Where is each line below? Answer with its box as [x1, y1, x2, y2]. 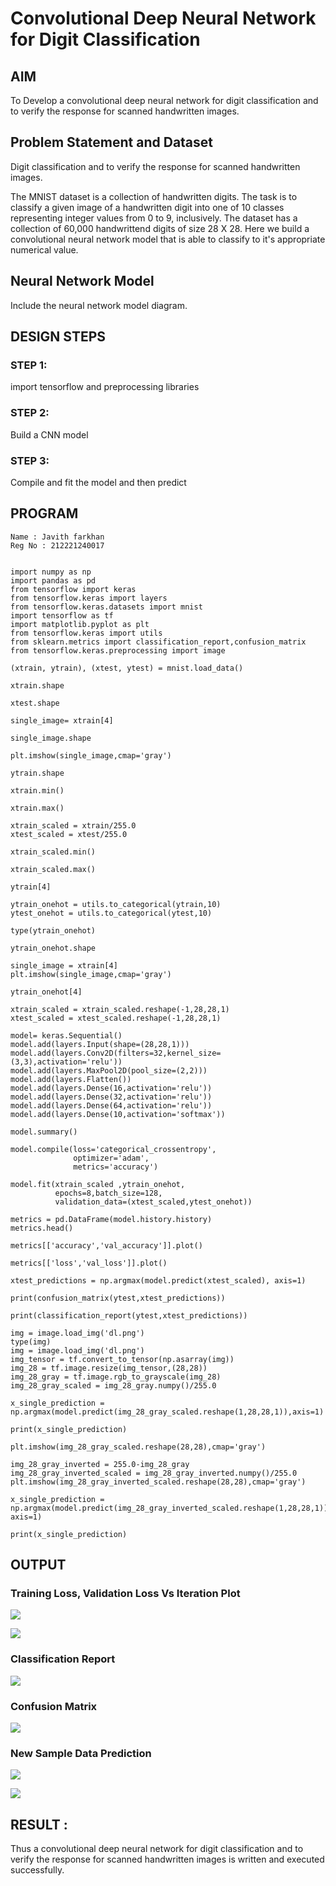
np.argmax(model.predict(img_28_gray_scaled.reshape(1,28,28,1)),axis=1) [10, 1407, 325, 1417]
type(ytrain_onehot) [10, 925, 97, 936]
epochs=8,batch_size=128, [54, 1188, 163, 1198]
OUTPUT [10, 1557, 67, 1574]
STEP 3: [10, 453, 50, 467]
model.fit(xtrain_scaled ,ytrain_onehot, [10, 1179, 186, 1189]
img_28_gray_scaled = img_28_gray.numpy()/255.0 [10, 1380, 217, 1391]
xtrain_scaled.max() [10, 864, 97, 874]
